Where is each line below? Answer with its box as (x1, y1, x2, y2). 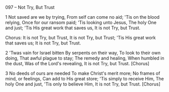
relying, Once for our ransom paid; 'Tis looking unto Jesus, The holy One (5, 20, 157, 25)
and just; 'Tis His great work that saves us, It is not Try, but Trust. (5, 25, 141, 31)
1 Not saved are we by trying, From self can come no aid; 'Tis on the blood (5, 14, 160, 20)
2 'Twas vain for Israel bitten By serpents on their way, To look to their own (5, 50, 160, 56)
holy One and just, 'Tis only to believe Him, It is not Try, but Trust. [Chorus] (5, 81, 160, 87)
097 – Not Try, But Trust (5, 5, 55, 10)
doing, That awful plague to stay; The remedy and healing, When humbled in (5, 55, 165, 61)
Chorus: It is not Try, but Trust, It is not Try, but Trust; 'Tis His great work (5, 35, 156, 40)
